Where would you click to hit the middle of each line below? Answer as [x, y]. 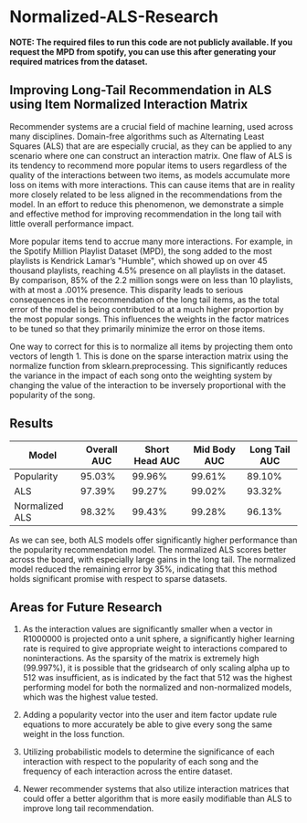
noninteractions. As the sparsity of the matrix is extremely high [141, 659]
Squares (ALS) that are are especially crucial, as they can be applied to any [151, 146]
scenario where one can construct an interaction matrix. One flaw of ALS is [151, 155]
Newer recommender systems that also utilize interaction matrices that [156, 789]
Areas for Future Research [86, 607]
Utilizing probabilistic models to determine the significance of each [149, 752]
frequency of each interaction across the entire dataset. [127, 771]
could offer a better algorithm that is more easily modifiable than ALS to [157, 799]
